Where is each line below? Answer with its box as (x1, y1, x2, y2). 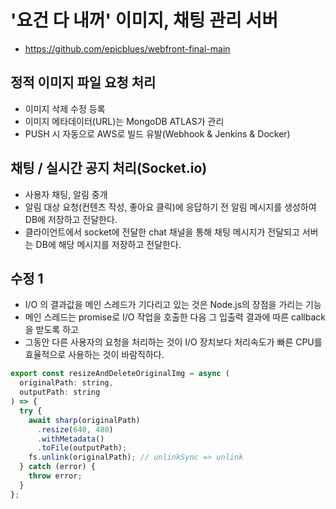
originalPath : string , (19, 378, 114, 388)
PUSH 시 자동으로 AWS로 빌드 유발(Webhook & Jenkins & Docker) (24, 127, 291, 140)
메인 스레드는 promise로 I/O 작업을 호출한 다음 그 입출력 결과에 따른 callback (24, 311, 326, 323)
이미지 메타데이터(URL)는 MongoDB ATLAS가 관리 (24, 115, 225, 127)
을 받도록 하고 (24, 324, 79, 336)
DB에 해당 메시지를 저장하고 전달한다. (35, 238, 182, 250)
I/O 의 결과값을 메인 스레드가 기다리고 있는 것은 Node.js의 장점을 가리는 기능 (24, 299, 322, 311)
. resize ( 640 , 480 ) (36, 424, 114, 435)
